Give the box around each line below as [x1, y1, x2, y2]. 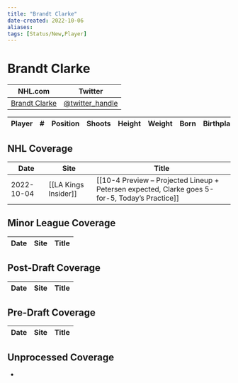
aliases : [7, 23, 33, 30]
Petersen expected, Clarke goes [96, 184, 203, 194]
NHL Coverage [7, 143, 73, 155]
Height [118, 118, 142, 128]
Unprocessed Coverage [7, 351, 115, 363]
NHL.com [17, 87, 50, 96]
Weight [147, 118, 173, 128]
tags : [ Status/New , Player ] [7, 30, 87, 38]
